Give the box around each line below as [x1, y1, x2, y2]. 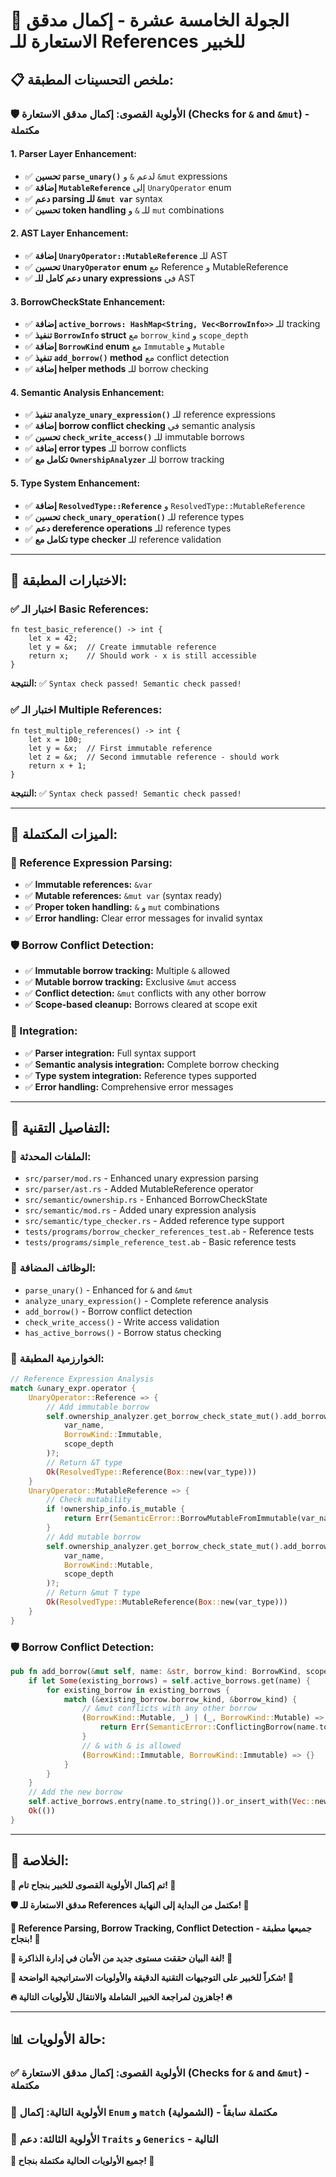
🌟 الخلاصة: [10, 1852, 70, 1869]
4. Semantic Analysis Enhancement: [10, 386, 165, 398]
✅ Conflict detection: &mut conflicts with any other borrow [24, 987, 267, 999]
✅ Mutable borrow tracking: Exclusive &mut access [24, 976, 237, 988]
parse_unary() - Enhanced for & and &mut [24, 1284, 193, 1296]
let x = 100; [28, 734, 83, 744]
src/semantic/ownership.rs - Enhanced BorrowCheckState [24, 1194, 268, 1206]
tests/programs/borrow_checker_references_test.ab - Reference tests [24, 1225, 315, 1238]
